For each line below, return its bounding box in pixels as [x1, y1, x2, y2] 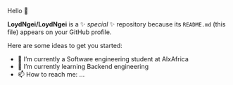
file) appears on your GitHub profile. [7, 28, 112, 36]
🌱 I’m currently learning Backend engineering [17, 63, 149, 70]
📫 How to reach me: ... [17, 70, 85, 78]
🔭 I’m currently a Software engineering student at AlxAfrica [17, 55, 189, 63]
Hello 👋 [7, 7, 28, 15]
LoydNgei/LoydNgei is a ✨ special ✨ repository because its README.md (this [7, 20, 226, 28]
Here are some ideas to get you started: [7, 42, 123, 49]
